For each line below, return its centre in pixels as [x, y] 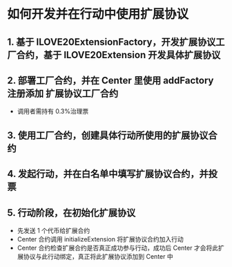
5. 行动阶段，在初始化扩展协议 [71, 213]
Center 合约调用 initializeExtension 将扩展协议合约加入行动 [100, 239]
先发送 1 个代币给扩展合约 [54, 230]
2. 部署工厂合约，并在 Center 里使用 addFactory [110, 80]
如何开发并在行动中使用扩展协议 [98, 14]
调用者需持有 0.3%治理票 [53, 111]
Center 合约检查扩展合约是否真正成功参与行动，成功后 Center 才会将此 [118, 248]
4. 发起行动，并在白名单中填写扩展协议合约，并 [108, 174]
